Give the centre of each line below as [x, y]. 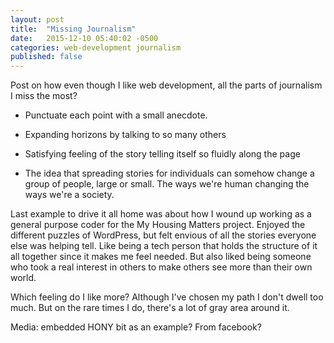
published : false [46, 57]
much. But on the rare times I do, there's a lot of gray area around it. [150, 308]
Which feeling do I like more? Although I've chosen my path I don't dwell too [167, 297]
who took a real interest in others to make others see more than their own [161, 267]
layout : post [37, 19]
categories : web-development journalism [96, 47]
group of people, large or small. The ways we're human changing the [167, 184]
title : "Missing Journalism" [73, 29]
